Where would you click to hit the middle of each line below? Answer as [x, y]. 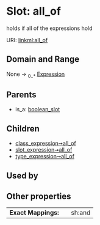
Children [23, 129]
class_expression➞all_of [45, 143]
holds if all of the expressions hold [49, 28]
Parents [21, 94]
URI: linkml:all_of [27, 40]
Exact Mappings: [34, 213]
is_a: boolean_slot [37, 109]
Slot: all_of [34, 11]
